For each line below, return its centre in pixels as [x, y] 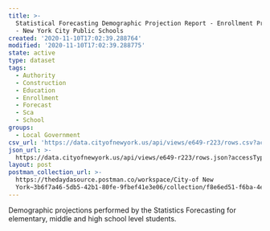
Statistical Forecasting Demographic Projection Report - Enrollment [134, 23]
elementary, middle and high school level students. [92, 218]
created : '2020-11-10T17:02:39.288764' [75, 38]
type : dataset [32, 61]
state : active [32, 53]
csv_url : [23, 142]
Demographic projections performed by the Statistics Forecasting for [123, 210]
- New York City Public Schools [70, 30]
